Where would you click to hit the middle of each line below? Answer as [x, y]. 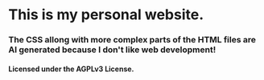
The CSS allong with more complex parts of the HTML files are [132, 40]
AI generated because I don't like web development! [112, 50]
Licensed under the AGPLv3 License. [71, 69]
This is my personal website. [106, 15]
